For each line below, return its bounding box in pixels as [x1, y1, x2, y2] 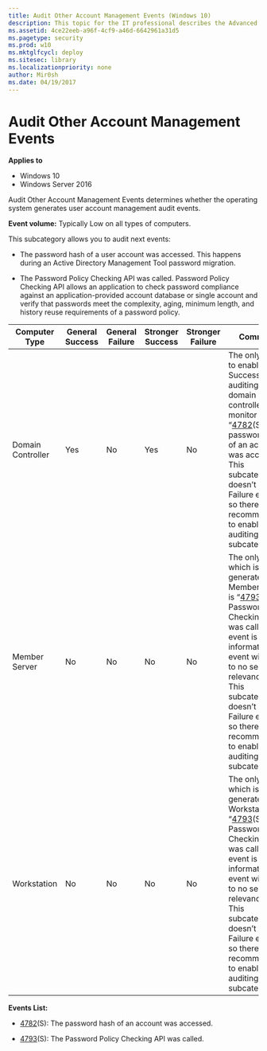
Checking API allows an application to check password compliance [19, 282, 240, 291]
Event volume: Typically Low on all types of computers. [8, 219, 192, 229]
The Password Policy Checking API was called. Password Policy [19, 274, 230, 283]
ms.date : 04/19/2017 [8, 78, 77, 86]
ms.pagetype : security [8, 33, 83, 42]
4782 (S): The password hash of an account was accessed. [19, 1018, 213, 1028]
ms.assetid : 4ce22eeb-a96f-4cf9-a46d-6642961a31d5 [8, 26, 180, 34]
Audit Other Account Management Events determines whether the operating [8, 195, 258, 205]
